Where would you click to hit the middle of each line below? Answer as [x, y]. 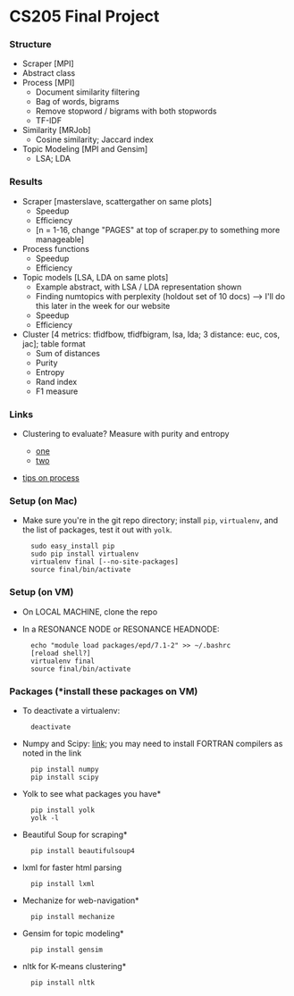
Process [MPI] [48, 83]
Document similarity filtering [88, 92]
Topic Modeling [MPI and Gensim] [85, 149]
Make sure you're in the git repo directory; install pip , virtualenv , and [150, 521]
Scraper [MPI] [48, 63]
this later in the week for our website [103, 305]
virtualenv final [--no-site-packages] [105, 562]
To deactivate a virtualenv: [71, 710]
